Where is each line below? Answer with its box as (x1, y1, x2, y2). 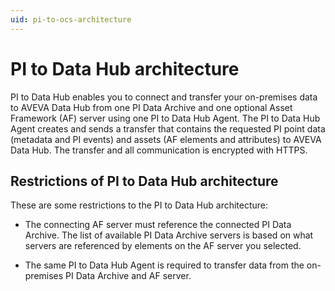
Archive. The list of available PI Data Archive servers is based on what (24, 229, 314, 241)
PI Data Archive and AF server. (65, 270, 192, 282)
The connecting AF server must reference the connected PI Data (24, 219, 292, 231)
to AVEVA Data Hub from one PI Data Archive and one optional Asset (10, 101, 293, 113)
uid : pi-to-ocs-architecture (10, 14, 132, 25)
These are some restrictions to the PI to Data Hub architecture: (10, 199, 269, 211)
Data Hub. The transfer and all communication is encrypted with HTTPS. (10, 144, 308, 156)
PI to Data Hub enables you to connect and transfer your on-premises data (10, 91, 318, 103)
